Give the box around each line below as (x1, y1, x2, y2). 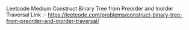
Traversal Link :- (6, 11, 47, 18)
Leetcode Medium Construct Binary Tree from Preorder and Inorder (6, 5, 173, 12)
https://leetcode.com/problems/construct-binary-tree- (48, 11, 183, 18)
